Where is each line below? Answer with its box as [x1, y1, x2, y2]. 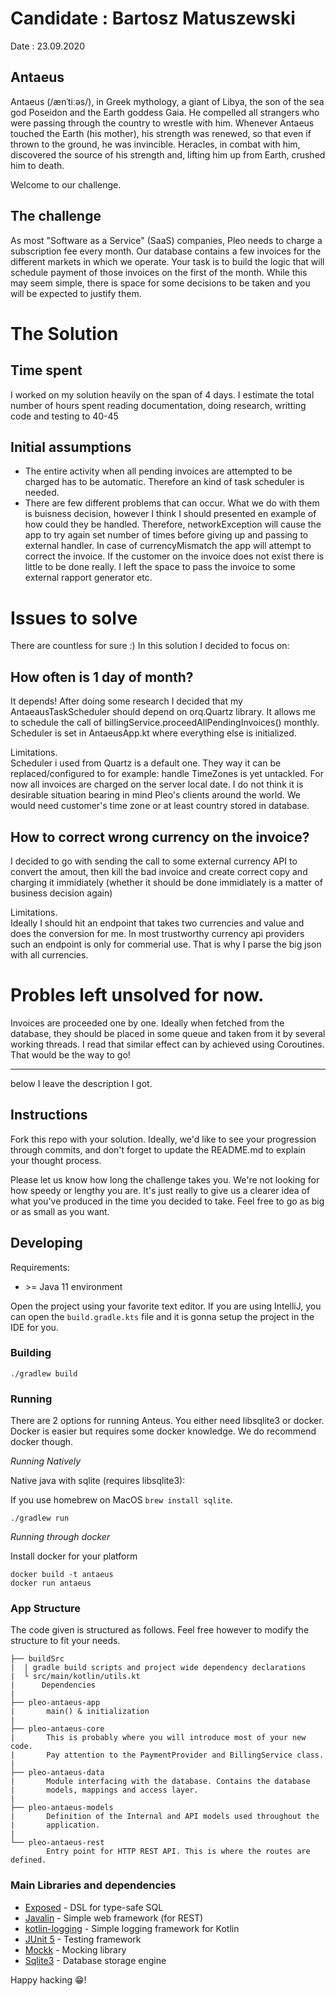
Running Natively [10, 1455, 82, 1467]
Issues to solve [10, 607, 138, 629]
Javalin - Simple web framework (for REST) [24, 1912, 204, 1924]
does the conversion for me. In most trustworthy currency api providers [10, 927, 305, 939]
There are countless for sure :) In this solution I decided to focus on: [10, 640, 290, 652]
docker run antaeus [10, 1578, 92, 1589]
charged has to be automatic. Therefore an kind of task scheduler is [24, 476, 305, 488]
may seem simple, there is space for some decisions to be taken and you [10, 277, 311, 289]
